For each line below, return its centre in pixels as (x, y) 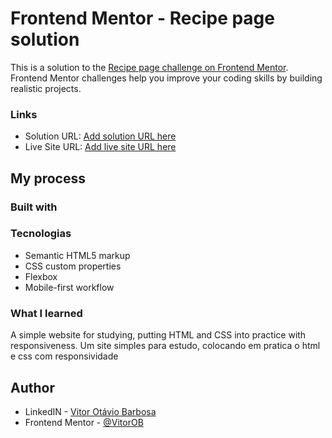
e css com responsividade (64, 356)
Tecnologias (41, 234)
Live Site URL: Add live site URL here (100, 147)
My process (48, 178)
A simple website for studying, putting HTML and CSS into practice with (158, 335)
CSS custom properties (73, 266)
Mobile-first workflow (69, 287)
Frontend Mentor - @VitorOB (84, 422)
